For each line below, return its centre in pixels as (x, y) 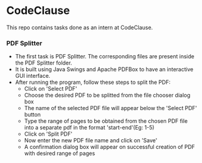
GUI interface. (33, 76)
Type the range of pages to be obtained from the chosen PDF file (106, 121)
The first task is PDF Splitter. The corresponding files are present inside (105, 57)
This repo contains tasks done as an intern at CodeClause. (80, 27)
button (33, 115)
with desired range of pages (60, 153)
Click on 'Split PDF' (48, 134)
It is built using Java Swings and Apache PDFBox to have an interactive (104, 69)
